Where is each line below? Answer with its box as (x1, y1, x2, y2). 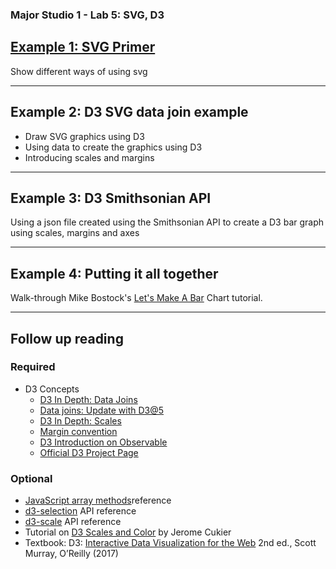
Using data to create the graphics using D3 (24, 141, 203, 153)
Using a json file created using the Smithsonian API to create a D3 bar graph (10, 216, 325, 228)
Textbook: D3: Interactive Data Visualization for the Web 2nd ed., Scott (24, 537, 317, 549)
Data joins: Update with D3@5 (39, 404, 165, 416)
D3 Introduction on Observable (39, 436, 168, 448)
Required (10, 360, 56, 374)
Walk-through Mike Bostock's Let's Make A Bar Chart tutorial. (10, 292, 263, 304)
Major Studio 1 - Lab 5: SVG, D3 (10, 8, 165, 22)
